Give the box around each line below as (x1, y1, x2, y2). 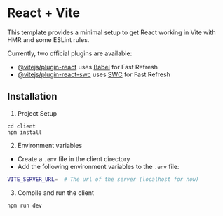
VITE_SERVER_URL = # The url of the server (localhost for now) (7, 175, 199, 183)
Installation (7, 90, 58, 102)
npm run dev (7, 202, 42, 209)
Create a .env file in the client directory (17, 154, 130, 163)
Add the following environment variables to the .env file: (17, 162, 180, 170)
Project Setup (17, 109, 58, 117)
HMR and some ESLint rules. (7, 35, 90, 43)
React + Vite (7, 5, 81, 21)
